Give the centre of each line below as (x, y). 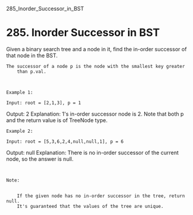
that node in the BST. (32, 55)
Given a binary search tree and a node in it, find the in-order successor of (96, 49)
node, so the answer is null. (40, 159)
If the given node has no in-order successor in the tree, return (101, 196)
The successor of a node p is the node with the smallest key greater (96, 66)
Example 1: (20, 92)
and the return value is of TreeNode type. (57, 120)
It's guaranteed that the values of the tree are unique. (90, 206)
